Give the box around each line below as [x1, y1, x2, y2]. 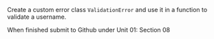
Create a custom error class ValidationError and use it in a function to [7, 6, 208, 13]
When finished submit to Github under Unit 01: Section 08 [7, 26, 171, 34]
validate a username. [7, 13, 67, 21]
